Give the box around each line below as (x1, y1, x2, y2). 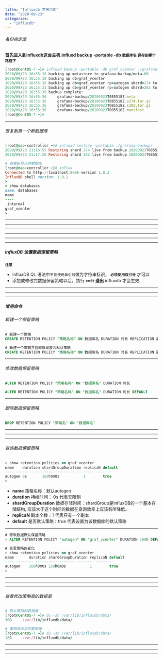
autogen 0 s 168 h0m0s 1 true (5, 474, 112, 479)
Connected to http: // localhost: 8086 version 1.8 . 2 (5, 170, 110, 175)
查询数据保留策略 (5, 445, 39, 451)
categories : (5, 16, 29, 21)
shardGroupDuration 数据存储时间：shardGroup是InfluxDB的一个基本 (12, 500, 152, 506)
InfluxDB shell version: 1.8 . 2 (5, 174, 68, 180)
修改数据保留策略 (5, 365, 39, 372)
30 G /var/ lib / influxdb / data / (5, 618, 73, 623)
